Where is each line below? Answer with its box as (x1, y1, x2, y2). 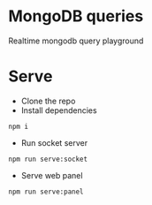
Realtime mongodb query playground (8, 35, 144, 46)
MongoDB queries (8, 6, 144, 27)
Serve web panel (20, 170, 83, 180)
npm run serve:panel (8, 187, 85, 196)
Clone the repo (20, 95, 76, 106)
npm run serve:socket (8, 155, 88, 163)
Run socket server (20, 137, 88, 148)
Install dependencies (20, 104, 98, 116)
